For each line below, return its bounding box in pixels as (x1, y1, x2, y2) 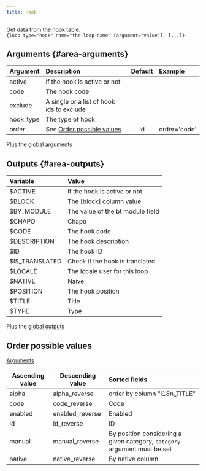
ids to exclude (45, 105, 86, 114)
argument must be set (109, 445, 172, 453)
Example (159, 67, 185, 76)
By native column (109, 455, 159, 464)
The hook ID (67, 247, 103, 255)
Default (131, 67, 153, 76)
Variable (9, 177, 35, 185)
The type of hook (45, 115, 96, 123)
